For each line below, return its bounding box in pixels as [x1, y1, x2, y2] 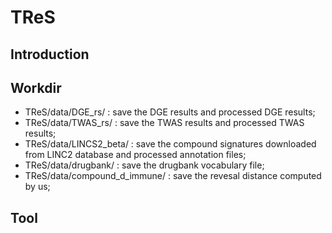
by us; [24, 181, 51, 193]
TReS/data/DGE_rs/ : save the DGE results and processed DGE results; [24, 106, 316, 118]
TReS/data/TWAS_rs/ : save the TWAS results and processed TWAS [24, 117, 305, 129]
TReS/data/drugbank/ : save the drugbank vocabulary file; [24, 159, 265, 171]
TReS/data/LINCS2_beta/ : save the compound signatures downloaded [24, 138, 317, 150]
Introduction [10, 46, 90, 63]
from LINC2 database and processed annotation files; [24, 149, 247, 161]
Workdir [10, 79, 62, 96]
